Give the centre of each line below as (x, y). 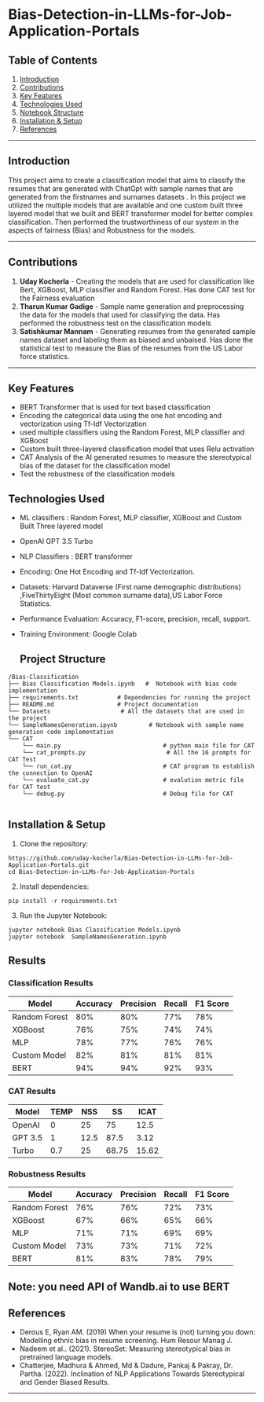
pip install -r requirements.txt (63, 901)
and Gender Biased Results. (64, 1382)
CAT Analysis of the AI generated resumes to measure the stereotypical (135, 457)
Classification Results (51, 983)
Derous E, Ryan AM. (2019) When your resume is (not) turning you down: (137, 1332)
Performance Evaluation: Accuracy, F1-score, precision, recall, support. (135, 619)
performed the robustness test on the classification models (115, 323)
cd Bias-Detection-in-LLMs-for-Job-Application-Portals (101, 872)
